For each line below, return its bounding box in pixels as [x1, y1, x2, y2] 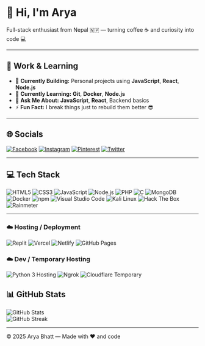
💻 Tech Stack [6, 169, 60, 179]
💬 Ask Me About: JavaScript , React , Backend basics [15, 96, 149, 104]
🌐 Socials [6, 129, 44, 140]
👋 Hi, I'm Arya [6, 5, 77, 20]
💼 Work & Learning [6, 61, 79, 71]
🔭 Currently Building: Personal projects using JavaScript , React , [15, 77, 179, 84]
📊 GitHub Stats [6, 289, 66, 300]
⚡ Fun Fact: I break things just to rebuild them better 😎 [15, 103, 154, 110]
